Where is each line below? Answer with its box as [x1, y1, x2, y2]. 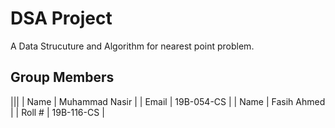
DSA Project [10, 7, 113, 30]
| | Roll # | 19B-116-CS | [10, 106, 105, 118]
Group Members [10, 69, 115, 86]
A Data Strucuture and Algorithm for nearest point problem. [10, 40, 255, 52]
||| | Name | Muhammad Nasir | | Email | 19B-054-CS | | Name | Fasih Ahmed [10, 95, 326, 107]
